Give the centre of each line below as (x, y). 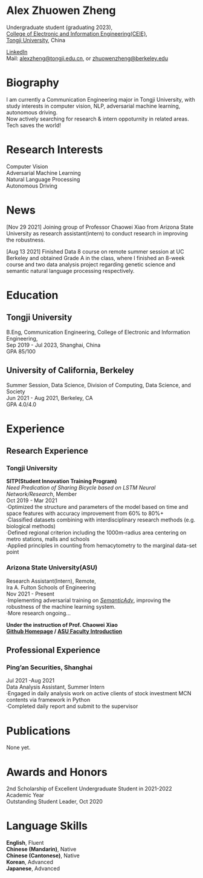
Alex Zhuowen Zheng (61, 11)
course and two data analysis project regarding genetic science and (91, 264)
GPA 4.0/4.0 (21, 404)
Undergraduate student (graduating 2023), (60, 27)
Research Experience (47, 451)
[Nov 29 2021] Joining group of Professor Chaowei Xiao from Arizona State (100, 227)
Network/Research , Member (42, 494)
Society (16, 391)
